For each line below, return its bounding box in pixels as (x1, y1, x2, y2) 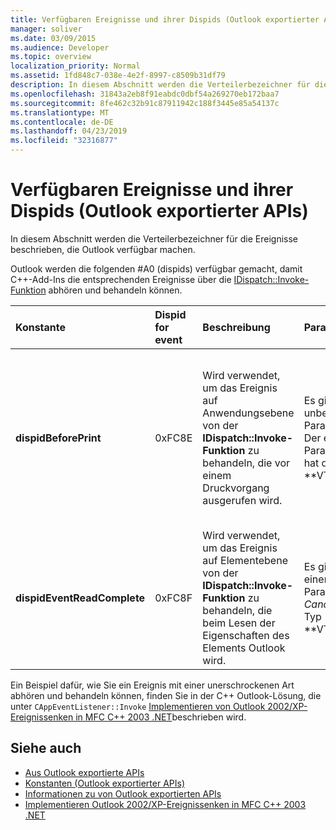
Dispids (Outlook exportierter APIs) (10, 200, 309, 223)
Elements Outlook (202, 641, 286, 655)
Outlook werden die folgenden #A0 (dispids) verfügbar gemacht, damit (10, 262, 303, 275)
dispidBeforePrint (15, 431, 102, 445)
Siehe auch (10, 740, 82, 757)
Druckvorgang (202, 481, 270, 495)
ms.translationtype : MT (10, 107, 110, 118)
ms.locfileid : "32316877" (10, 136, 118, 146)
